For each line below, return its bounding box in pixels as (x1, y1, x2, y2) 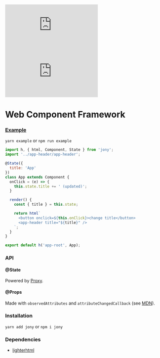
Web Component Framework (5, 109, 125, 120)
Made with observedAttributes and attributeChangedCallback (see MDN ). (5, 300, 156, 306)
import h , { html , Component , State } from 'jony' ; (5, 147, 114, 152)
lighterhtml (12, 347, 35, 353)
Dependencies (5, 336, 41, 343)
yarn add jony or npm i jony (5, 323, 63, 329)
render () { (9, 197, 32, 202)
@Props (5, 289, 22, 295)
